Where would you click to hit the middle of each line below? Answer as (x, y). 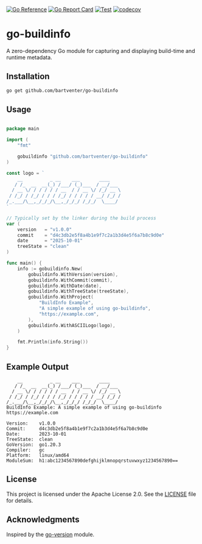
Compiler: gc (26, 450)
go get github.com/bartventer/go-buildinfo (62, 90)
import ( (17, 140)
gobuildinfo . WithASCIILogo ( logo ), (72, 325)
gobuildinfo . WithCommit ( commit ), (71, 280)
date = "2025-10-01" (50, 241)
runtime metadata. (30, 57)
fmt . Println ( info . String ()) (53, 342)
